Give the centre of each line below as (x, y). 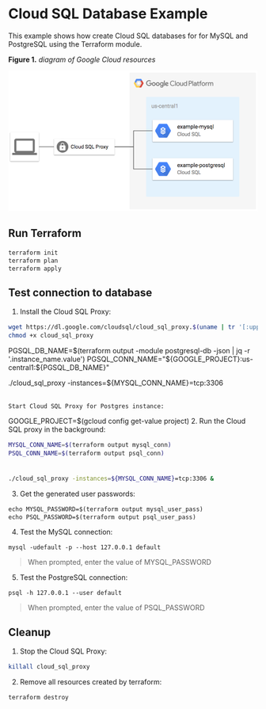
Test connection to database (80, 293)
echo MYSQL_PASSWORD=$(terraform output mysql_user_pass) (106, 509)
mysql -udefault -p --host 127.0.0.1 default (84, 547)
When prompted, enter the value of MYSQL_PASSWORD (120, 562)
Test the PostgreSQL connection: (74, 577)
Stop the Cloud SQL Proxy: (63, 651)
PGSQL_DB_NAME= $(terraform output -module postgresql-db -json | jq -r (129, 351)
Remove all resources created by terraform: (91, 682)
